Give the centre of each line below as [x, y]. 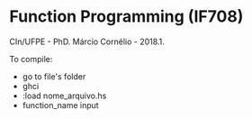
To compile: [31, 59]
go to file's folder [54, 76]
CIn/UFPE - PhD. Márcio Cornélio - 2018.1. [87, 41]
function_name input [60, 105]
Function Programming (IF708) [126, 17]
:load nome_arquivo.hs [64, 96]
